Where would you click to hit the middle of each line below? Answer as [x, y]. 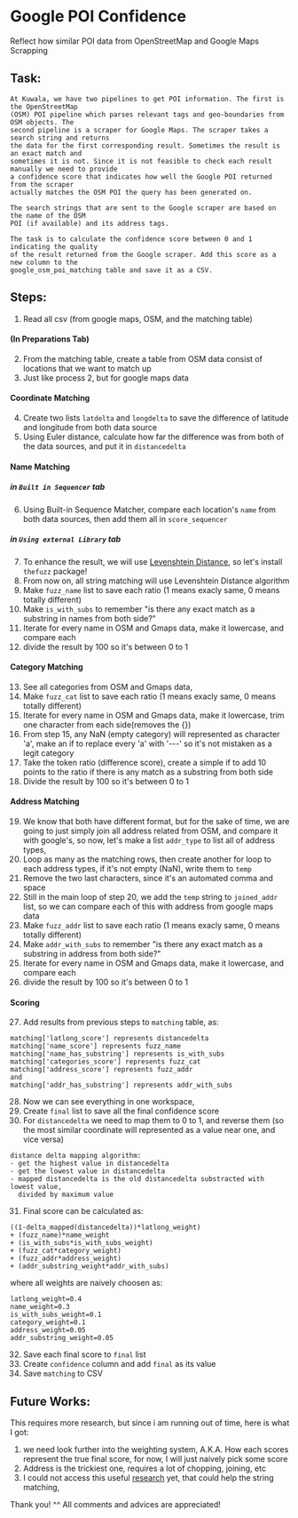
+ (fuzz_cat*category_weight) [66, 1251]
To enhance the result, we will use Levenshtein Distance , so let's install [153, 561]
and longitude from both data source [90, 427]
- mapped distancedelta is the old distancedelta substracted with [137, 1179]
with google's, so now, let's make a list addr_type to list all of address [149, 840]
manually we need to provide [64, 169]
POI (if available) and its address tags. [90, 223]
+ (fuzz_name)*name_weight [60, 1235]
